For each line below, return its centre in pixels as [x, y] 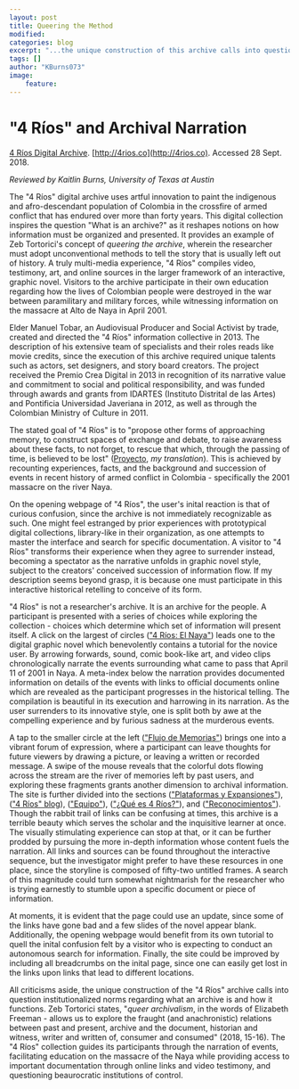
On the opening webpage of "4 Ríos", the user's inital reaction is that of [140, 504]
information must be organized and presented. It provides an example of [142, 234]
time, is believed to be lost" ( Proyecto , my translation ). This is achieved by [145, 458]
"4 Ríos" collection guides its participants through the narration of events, [144, 1046]
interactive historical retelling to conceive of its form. [106, 589]
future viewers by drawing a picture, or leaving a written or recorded [134, 756]
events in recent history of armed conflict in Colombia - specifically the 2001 [149, 477]
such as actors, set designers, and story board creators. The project [134, 365]
